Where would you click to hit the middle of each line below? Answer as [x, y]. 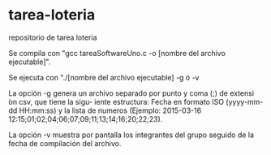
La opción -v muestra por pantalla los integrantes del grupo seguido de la [131, 135]
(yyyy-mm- [245, 101]
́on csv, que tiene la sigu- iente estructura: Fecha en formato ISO [116, 101]
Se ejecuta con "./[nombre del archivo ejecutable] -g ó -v [104, 77]
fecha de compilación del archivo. [65, 143]
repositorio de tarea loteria [53, 37]
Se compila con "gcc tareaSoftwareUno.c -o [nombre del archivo [117, 53]
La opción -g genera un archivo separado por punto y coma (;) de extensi [131, 93]
